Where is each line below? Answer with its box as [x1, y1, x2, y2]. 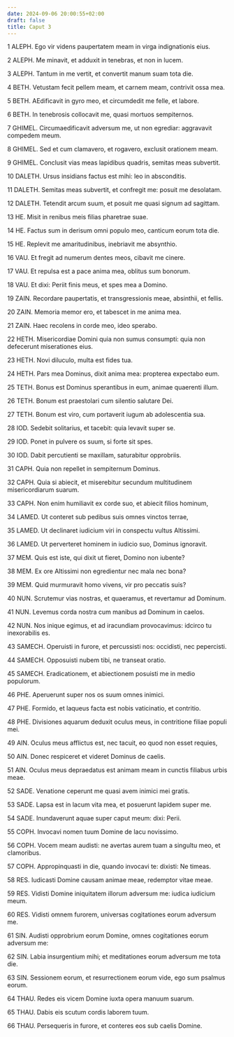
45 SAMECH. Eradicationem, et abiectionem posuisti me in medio [7, 670, 196, 678]
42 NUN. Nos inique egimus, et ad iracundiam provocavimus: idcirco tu [7, 621, 212, 630]
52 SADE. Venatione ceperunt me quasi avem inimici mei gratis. [7, 787, 190, 795]
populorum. [7, 677, 41, 685]
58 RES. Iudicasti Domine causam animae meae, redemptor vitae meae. [7, 876, 213, 884]
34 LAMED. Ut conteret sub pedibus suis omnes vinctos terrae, [7, 513, 189, 521]
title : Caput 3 [7, 23, 52, 30]
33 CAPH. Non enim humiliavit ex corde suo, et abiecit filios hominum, [7, 499, 209, 508]
